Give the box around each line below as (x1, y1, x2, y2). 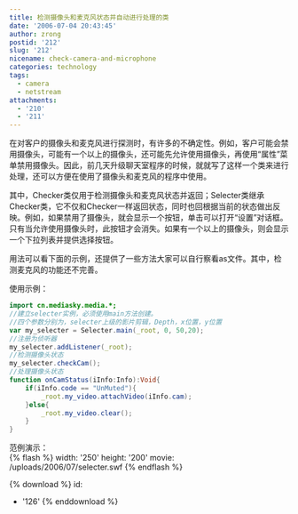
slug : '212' (9, 46, 53, 55)
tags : (9, 71, 29, 80)
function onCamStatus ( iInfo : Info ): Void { (9, 375, 161, 384)
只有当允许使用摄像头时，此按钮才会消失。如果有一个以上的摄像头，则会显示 (9, 223, 289, 234)
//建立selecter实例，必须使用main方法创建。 (9, 309, 158, 318)
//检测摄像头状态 (9, 350, 64, 360)
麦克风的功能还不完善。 (16, 264, 103, 276)
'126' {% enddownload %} (21, 496, 119, 507)
